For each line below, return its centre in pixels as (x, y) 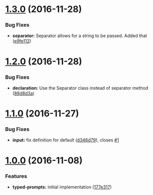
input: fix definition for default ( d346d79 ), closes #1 (66, 140)
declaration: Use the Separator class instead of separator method (80, 88)
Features (16, 176)
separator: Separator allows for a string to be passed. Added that (80, 36)
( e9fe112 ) (22, 41)
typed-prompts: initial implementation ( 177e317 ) (62, 187)
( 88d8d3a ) (23, 93)
